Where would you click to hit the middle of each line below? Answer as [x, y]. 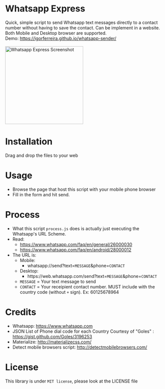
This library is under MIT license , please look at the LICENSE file [72, 381]
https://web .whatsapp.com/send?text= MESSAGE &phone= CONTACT [92, 276]
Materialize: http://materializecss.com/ [52, 342]
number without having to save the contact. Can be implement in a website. [83, 27]
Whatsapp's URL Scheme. [39, 234]
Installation [29, 142]
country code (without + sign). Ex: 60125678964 [69, 292]
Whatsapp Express [45, 9]
